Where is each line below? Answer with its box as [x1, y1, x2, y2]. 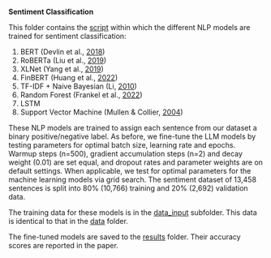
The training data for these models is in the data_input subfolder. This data [8, 208, 257, 217]
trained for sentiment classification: [8, 32, 127, 41]
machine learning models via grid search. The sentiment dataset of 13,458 [8, 174, 257, 184]
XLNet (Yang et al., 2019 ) [19, 64, 104, 74]
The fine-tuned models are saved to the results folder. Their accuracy [8, 232, 241, 242]
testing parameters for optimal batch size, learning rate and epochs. [8, 140, 236, 149]
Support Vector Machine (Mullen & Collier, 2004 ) [19, 107, 184, 117]
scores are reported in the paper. [8, 241, 119, 250]
